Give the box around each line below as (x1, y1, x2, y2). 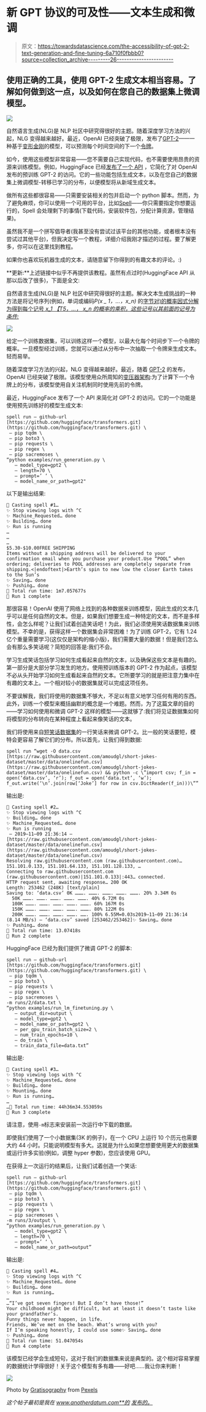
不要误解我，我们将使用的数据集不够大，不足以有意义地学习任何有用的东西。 (6, 692, 200, 699)
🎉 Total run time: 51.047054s (6, 1338, 84, 1344)
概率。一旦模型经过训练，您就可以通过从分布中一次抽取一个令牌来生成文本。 (6, 345, 200, 352)
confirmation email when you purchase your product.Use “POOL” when (6, 556, 185, 562)
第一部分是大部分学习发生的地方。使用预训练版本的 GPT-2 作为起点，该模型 (6, 664, 197, 671)
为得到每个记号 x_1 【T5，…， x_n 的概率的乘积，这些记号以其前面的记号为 (6, 305, 196, 312)
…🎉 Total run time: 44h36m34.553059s (6, 1103, 103, 1110)
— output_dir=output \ (14, 1010, 72, 1016)
